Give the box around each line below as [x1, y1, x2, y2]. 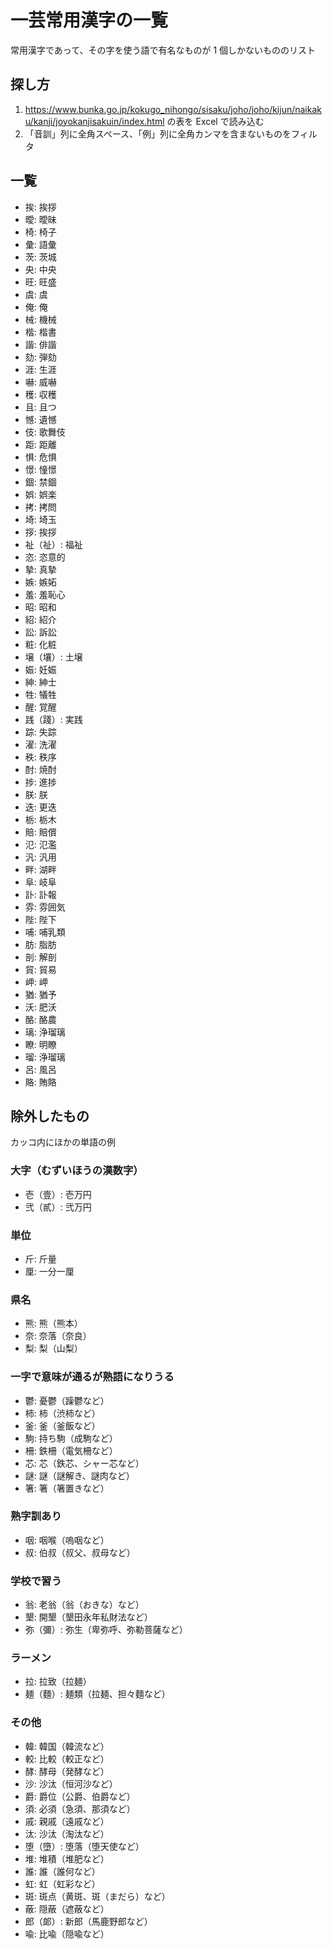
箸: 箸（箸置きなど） [24, 1482, 110, 1494]
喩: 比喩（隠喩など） [24, 1927, 110, 1940]
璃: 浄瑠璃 [24, 1026, 66, 1038]
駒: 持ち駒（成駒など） [24, 1432, 118, 1444]
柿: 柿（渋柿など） [24, 1407, 101, 1419]
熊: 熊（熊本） [24, 1317, 83, 1330]
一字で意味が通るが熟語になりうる [10, 1370, 175, 1384]
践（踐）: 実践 [24, 713, 83, 725]
